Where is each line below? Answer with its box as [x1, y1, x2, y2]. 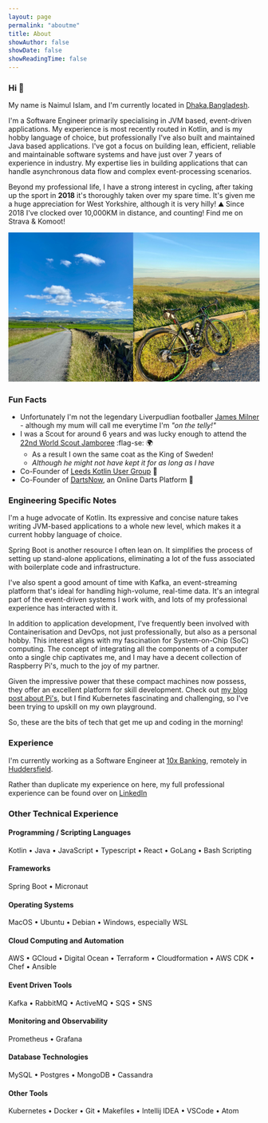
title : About [8, 30, 52, 38]
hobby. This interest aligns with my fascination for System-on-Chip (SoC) [8, 635, 250, 646]
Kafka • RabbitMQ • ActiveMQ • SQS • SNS [8, 998, 153, 1007]
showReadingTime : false [8, 55, 88, 63]
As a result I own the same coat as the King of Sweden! [31, 449, 214, 459]
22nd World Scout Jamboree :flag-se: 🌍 [19, 438, 154, 448]
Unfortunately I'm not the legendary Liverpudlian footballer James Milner [19, 412, 260, 422]
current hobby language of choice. [8, 530, 122, 540]
